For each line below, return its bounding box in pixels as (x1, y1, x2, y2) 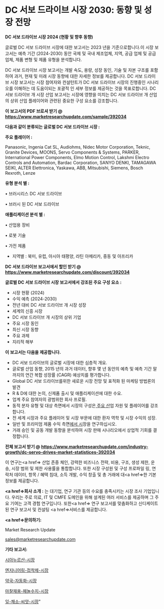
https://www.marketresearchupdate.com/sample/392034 (5, 113, 127, 119)
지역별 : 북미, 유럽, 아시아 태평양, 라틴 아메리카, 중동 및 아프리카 (12, 253, 134, 259)
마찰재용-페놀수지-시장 (5, 588, 49, 594)
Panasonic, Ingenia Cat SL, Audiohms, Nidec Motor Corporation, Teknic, (5, 144, 151, 150)
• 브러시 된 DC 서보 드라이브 (5, 201, 60, 207)
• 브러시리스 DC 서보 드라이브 (5, 190, 62, 196)
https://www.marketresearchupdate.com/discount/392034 (5, 269, 130, 275)
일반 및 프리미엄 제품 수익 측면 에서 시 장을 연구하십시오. (12, 421, 117, 427)
